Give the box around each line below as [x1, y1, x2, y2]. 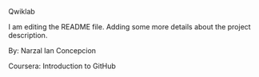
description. [8, 31, 48, 40]
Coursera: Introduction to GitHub [8, 61, 116, 71]
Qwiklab [8, 7, 36, 16]
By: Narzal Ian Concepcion [8, 46, 97, 55]
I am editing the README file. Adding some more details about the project [8, 22, 251, 31]
